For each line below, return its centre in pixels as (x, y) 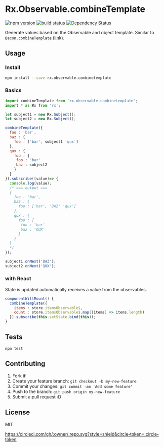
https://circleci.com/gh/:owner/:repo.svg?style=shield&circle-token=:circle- (82, 434)
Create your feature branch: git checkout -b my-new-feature (74, 381)
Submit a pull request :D (37, 397)
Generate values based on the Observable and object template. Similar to (80, 32)
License (18, 413)
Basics (13, 90)
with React (18, 279)
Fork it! (20, 376)
